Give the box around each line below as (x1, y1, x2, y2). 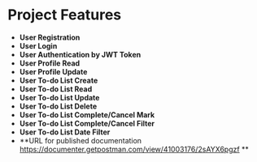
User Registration (19, 32, 81, 42)
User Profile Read (19, 58, 81, 68)
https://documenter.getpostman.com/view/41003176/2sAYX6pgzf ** (19, 144, 250, 154)
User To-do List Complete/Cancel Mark (19, 109, 155, 119)
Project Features (7, 6, 122, 24)
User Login (19, 40, 58, 50)
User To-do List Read (19, 83, 93, 94)
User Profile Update (19, 66, 88, 76)
